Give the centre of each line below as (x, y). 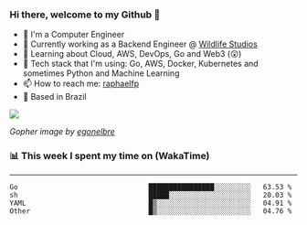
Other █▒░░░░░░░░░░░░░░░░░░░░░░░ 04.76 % (151, 211)
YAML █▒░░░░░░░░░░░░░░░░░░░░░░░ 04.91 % (151, 203)
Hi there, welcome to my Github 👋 (85, 15)
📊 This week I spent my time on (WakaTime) (110, 156)
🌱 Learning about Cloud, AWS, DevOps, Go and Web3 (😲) (132, 54)
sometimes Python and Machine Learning (101, 73)
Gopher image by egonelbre (63, 132)
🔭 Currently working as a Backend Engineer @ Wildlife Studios (140, 44)
